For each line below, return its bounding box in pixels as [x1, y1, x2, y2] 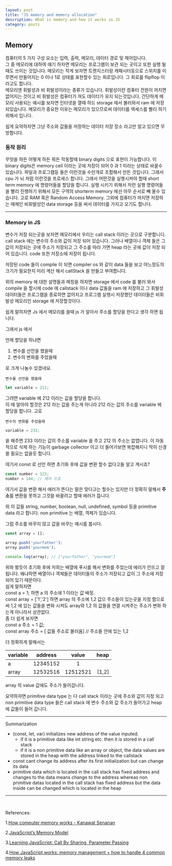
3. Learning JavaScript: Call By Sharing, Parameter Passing [5, 839, 129, 846]
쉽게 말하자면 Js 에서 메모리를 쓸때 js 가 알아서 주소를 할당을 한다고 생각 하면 [5, 308, 158, 315]
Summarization [5, 721, 37, 727]
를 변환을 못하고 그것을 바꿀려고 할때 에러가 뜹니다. [9, 493, 111, 499]
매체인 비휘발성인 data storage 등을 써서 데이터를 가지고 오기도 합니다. [10, 201, 152, 207]
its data [12, 763, 29, 769]
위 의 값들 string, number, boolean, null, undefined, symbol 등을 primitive [5, 503, 157, 509]
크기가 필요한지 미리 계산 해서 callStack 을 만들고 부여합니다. [5, 268, 127, 274]
